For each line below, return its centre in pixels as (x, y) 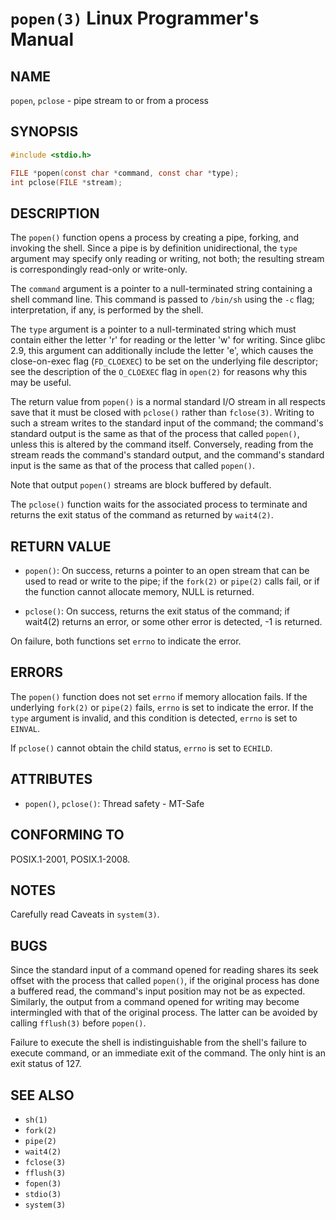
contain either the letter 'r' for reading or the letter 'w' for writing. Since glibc (168, 340)
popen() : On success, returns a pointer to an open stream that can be (167, 571)
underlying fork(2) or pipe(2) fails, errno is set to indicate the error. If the (162, 707)
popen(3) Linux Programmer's (135, 18)
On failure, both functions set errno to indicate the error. (126, 641)
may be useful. (41, 383)
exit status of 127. (46, 1064)
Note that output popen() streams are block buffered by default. (141, 485)
